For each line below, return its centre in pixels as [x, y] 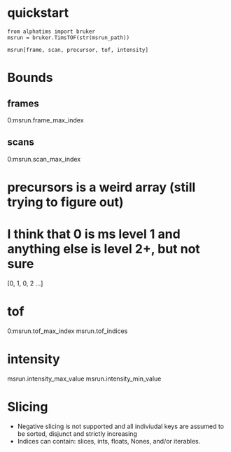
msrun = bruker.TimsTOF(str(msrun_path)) [69, 37]
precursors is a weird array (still [101, 187]
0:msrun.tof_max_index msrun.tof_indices [68, 331]
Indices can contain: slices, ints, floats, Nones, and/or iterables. [109, 441]
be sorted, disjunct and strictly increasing [77, 433]
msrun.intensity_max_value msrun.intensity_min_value [84, 379]
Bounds [30, 78]
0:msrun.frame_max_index [45, 120]
